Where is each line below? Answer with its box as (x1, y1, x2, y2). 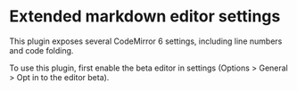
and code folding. (9, 45, 74, 55)
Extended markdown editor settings (9, 6, 281, 27)
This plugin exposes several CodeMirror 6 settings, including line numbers (9, 36, 283, 46)
